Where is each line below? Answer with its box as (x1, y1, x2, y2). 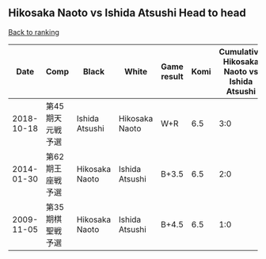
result (161, 70, 184, 82)
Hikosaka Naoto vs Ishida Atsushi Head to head (8, 6, 247, 20)
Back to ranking (8, 27, 59, 36)
